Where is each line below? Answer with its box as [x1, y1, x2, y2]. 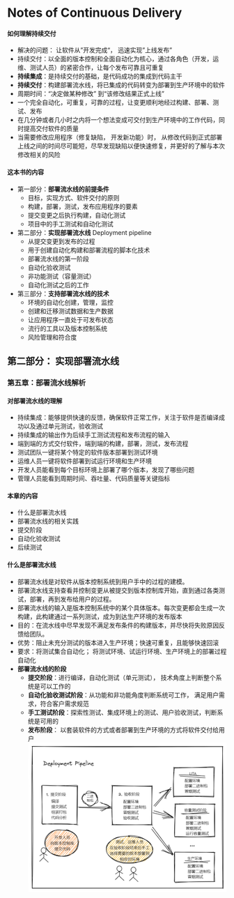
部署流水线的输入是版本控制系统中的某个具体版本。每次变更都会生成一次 [17, 603, 225, 611]
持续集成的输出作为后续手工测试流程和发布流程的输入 [17, 431, 171, 439]
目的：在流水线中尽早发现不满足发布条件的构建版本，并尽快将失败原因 [17, 621, 219, 629]
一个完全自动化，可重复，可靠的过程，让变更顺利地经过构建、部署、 [17, 98, 213, 107]
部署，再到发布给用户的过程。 [29, 595, 116, 603]
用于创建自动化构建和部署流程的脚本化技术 [27, 245, 150, 254]
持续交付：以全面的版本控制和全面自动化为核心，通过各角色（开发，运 [17, 54, 219, 63]
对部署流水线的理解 [7, 396, 63, 405]
